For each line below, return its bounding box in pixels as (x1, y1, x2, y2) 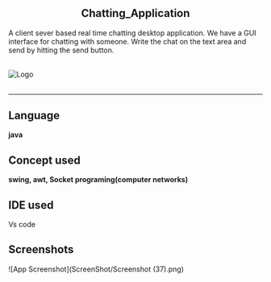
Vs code (8, 220, 36, 230)
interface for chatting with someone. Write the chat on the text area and (8, 36, 247, 46)
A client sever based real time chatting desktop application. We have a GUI (8, 27, 256, 38)
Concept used (8, 153, 81, 167)
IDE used (8, 198, 54, 212)
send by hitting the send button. (8, 45, 115, 55)
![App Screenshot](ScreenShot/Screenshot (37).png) (8, 264, 184, 274)
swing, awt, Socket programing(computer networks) (8, 175, 188, 185)
